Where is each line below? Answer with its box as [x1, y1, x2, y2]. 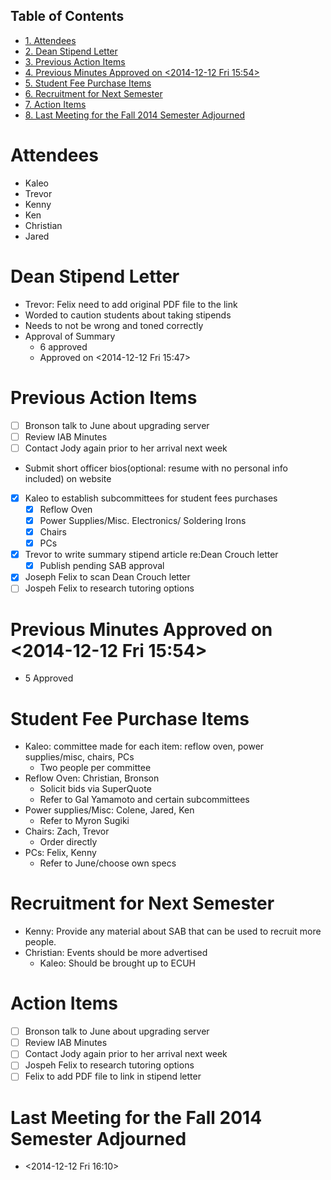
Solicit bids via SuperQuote [39, 783, 152, 795]
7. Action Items [24, 98, 87, 110]
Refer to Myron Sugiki [39, 815, 130, 827]
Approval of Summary [24, 330, 116, 342]
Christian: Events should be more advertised [24, 947, 208, 959]
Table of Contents [10, 8, 125, 25]
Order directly [39, 836, 98, 848]
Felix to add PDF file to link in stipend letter [24, 1070, 202, 1083]
